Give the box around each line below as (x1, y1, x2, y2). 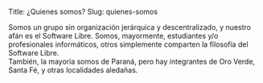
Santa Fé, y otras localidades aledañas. (8, 65, 138, 75)
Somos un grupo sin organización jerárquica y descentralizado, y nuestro (8, 23, 252, 31)
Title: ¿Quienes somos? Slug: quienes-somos (8, 7, 158, 16)
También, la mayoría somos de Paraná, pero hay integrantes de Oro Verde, (8, 56, 256, 66)
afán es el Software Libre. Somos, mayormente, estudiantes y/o (8, 31, 219, 40)
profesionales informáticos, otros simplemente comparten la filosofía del (8, 39, 249, 49)
